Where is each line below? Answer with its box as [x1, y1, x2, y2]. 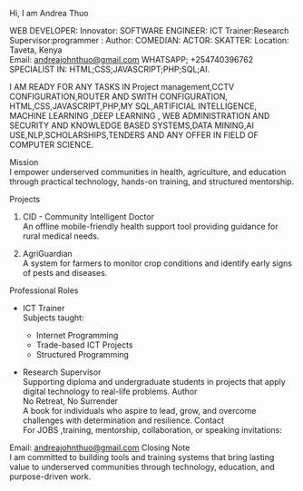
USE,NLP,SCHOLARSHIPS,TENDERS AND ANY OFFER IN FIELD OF [9, 130, 259, 140]
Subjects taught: [22, 312, 84, 323]
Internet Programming [35, 330, 119, 340]
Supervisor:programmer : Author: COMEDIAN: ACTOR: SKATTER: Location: [9, 35, 289, 45]
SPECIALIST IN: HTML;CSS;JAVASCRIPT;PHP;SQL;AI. [9, 64, 210, 74]
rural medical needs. [22, 231, 100, 241]
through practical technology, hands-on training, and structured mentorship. [9, 176, 295, 187]
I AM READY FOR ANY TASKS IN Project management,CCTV [9, 82, 234, 92]
